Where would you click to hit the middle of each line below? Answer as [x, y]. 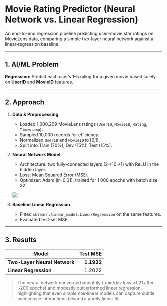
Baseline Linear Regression [41, 204]
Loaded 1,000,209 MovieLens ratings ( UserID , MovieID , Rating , [83, 124]
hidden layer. [33, 169]
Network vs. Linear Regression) [72, 20]
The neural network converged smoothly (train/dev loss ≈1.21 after [85, 283]
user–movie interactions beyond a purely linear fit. [69, 299]
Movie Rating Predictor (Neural [70, 9]
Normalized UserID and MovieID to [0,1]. [60, 140]
